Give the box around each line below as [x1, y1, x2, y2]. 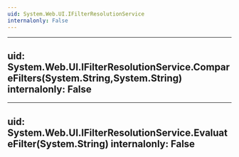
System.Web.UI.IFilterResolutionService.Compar [7, 61, 230, 73]
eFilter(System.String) [7, 138, 109, 150]
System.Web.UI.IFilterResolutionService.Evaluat [7, 126, 228, 139]
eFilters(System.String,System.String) [7, 72, 183, 84]
